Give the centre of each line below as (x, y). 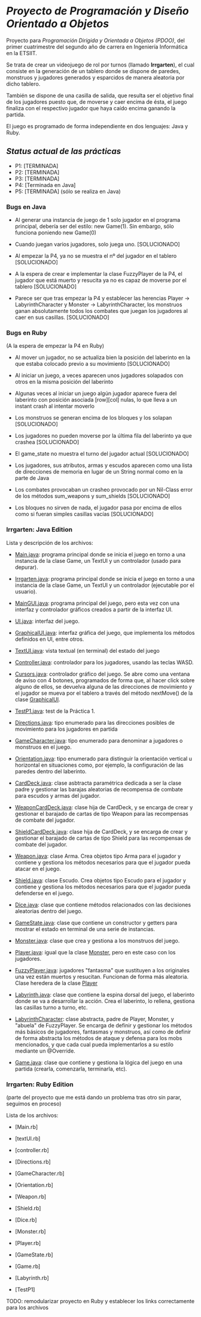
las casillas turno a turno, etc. (51, 1007)
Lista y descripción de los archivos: (50, 543)
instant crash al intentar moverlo (54, 406)
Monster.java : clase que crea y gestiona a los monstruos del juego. (97, 941)
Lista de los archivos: (32, 1115)
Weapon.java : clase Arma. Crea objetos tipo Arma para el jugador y (98, 856)
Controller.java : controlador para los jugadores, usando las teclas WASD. (104, 662)
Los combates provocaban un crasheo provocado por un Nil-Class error (104, 490)
